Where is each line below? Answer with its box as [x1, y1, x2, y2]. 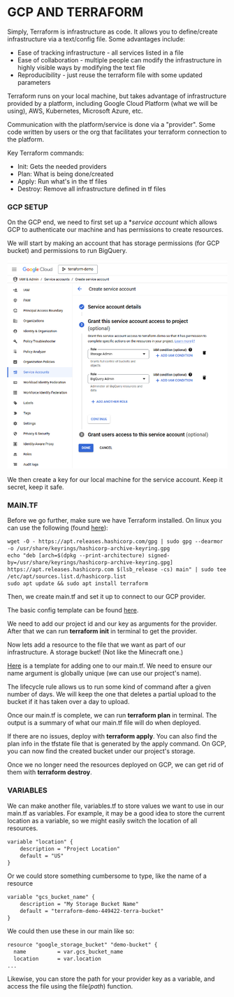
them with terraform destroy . [7, 768, 92, 776]
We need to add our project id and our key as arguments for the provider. [7, 619, 218, 628]
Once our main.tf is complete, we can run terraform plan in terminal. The [7, 711, 217, 720]
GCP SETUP [7, 202, 48, 212]
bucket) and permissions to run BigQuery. [7, 247, 128, 255]
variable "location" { [7, 838, 73, 845]
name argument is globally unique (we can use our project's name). [7, 669, 202, 678]
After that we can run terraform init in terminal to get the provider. [7, 627, 198, 635]
